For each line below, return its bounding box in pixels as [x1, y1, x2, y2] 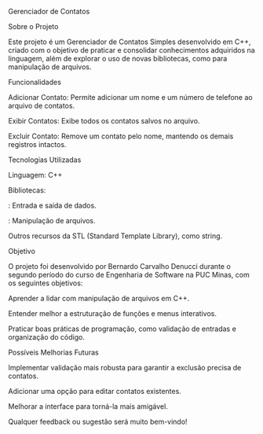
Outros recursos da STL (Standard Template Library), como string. [8, 231, 223, 241]
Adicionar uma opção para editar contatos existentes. [8, 387, 182, 395]
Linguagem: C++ [8, 171, 63, 179]
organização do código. [8, 333, 85, 341]
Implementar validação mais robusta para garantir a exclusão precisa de [8, 363, 242, 372]
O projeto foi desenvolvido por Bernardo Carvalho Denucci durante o [8, 262, 232, 270]
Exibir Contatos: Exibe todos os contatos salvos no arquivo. [8, 116, 200, 125]
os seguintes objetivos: [8, 278, 83, 288]
